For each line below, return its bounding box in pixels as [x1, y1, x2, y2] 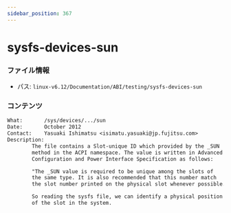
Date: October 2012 [7, 124, 81, 131]
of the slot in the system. [32, 200, 112, 207]
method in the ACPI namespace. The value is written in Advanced [32, 149, 223, 156]
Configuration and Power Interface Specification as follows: [32, 155, 214, 162]
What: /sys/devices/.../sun [7, 117, 107, 124]
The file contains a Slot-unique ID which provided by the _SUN [32, 142, 220, 150]
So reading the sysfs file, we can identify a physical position [32, 193, 223, 200]
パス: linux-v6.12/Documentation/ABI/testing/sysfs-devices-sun [16, 82, 203, 91]
